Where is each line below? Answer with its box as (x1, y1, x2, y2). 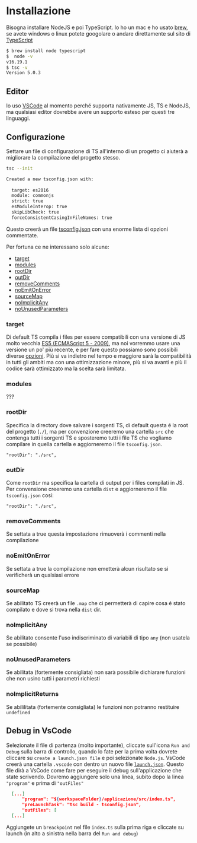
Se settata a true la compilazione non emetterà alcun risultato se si (6, 565, 169, 572)
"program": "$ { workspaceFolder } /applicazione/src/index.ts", (21, 796, 176, 802)
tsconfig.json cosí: (6, 492, 54, 499)
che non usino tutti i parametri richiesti (6, 675, 101, 682)
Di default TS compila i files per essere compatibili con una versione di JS (6, 333, 186, 341)
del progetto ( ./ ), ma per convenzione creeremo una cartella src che (6, 428, 175, 435)
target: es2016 (11, 187, 49, 193)
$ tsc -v (6, 64, 28, 71)
